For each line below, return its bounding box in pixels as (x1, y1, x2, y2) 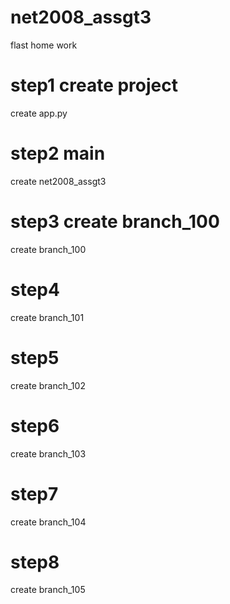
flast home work (10, 39, 78, 51)
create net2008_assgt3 (10, 175, 107, 187)
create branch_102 (10, 379, 86, 391)
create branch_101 (10, 311, 85, 323)
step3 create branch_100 (10, 211, 220, 233)
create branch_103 (10, 447, 87, 460)
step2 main (10, 142, 106, 165)
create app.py (10, 107, 68, 119)
